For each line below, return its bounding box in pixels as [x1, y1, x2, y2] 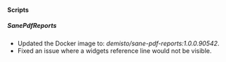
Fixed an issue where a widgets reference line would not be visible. [17, 46, 212, 55]
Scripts [7, 6, 29, 14]
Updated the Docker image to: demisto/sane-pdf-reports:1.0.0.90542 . [17, 39, 220, 47]
